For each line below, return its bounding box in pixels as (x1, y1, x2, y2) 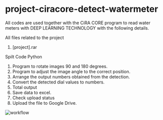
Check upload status (12, 95, 55, 101)
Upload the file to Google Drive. (12, 100, 77, 106)
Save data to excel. (12, 89, 52, 95)
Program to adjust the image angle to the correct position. (12, 68, 130, 75)
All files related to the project (5, 35, 64, 40)
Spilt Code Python (5, 53, 42, 60)
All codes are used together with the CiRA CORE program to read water (5, 20, 151, 26)
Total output (12, 84, 37, 90)
